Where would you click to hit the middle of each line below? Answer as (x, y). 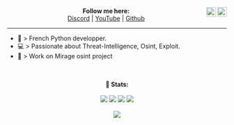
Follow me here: (106, 11)
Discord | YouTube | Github (106, 19)
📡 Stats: (117, 85)
